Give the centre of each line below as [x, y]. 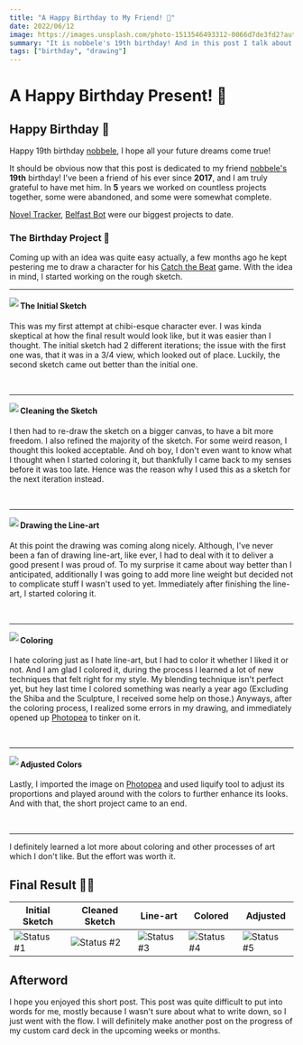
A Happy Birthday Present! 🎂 [118, 96]
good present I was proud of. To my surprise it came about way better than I [151, 565]
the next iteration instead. [57, 478]
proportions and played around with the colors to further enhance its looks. [149, 794]
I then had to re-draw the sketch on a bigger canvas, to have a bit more [142, 430]
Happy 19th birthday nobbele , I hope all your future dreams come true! [140, 151]
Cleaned [100, 911]
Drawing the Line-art [60, 525]
